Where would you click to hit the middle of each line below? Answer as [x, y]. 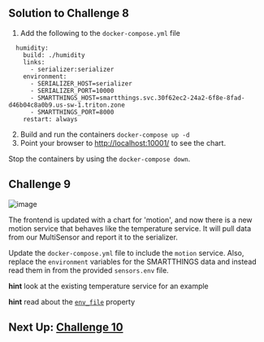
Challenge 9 [40, 184]
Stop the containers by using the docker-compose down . [100, 159]
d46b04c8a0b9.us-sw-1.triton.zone [67, 105]
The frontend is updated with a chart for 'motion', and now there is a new [131, 220]
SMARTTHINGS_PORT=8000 [76, 112]
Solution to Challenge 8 [69, 13]
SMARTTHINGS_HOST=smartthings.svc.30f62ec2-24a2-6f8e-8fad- [141, 98]
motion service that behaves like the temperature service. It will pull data [130, 228]
